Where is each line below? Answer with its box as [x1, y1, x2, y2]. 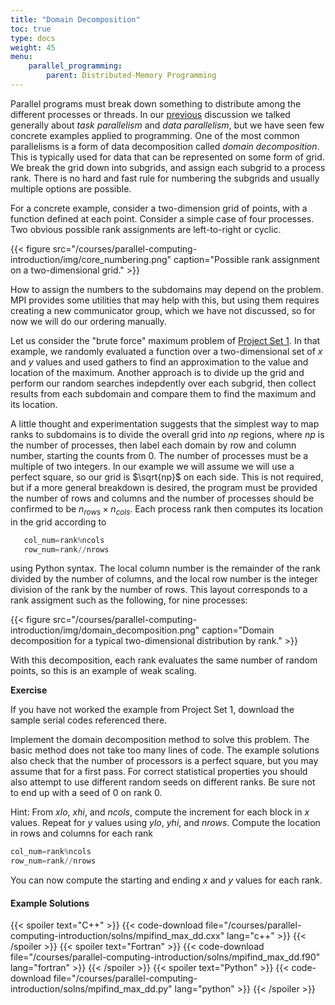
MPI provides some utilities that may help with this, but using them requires [10, 294, 320, 306]
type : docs [10, 33, 56, 43]
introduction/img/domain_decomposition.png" [10, 624, 200, 636]
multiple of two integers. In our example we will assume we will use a [10, 460, 295, 472]
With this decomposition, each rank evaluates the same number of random [10, 654, 318, 666]
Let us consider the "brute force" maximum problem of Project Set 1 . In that [10, 334, 321, 346]
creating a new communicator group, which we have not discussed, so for [10, 304, 316, 316]
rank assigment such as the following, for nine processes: [10, 594, 248, 606]
